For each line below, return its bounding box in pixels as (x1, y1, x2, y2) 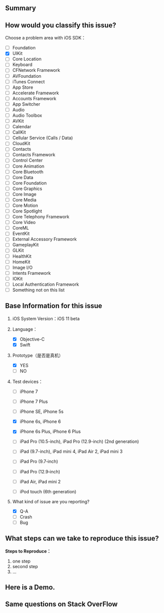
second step (12, 563, 38, 569)
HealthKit (12, 253, 32, 259)
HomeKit (12, 259, 31, 265)
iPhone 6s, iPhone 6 (19, 418, 61, 424)
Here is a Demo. (5, 583, 56, 592)
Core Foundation (12, 180, 47, 186)
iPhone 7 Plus (19, 399, 48, 405)
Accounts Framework (12, 95, 57, 101)
